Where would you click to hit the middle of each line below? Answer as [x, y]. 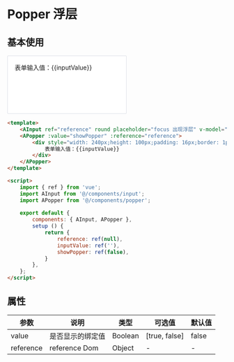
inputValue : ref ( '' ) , [88, 245]
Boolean [125, 336]
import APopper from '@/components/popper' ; [85, 200]
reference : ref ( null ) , [90, 239]
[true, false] [165, 336]
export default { [45, 213]
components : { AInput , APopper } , [82, 220]
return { [57, 233]
